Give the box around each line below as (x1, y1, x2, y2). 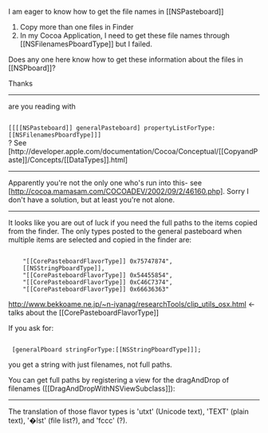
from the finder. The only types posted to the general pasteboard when (8, 227, 242, 236)
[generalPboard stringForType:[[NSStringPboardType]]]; (11, 346, 202, 354)
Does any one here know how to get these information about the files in (8, 55, 243, 64)
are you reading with (8, 101, 76, 111)
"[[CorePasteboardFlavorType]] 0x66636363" (22, 285, 170, 293)
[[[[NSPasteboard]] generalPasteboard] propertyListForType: (8, 124, 216, 132)
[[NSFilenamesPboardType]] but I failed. (19, 39, 153, 49)
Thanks (8, 79, 33, 88)
